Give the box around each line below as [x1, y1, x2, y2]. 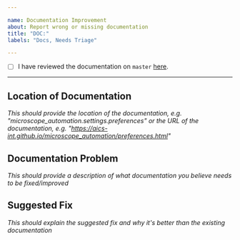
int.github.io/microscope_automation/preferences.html [7, 132, 169, 140]
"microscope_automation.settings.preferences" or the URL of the [7, 117, 199, 125]
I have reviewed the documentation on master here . [17, 62, 169, 71]
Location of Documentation [7, 90, 132, 102]
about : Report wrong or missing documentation [7, 23, 149, 31]
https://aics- [71, 124, 109, 132]
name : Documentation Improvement [7, 16, 107, 24]
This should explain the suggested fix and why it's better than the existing [7, 218, 226, 226]
